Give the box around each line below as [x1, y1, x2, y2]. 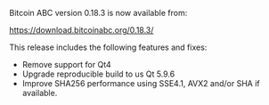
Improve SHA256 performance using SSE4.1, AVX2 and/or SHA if [21, 78, 260, 88]
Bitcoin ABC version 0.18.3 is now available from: [9, 8, 188, 18]
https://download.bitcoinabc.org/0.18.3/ [9, 25, 154, 35]
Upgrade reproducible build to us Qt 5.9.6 [21, 69, 175, 79]
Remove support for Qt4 [21, 60, 111, 69]
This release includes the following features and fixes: [9, 42, 208, 52]
